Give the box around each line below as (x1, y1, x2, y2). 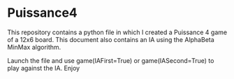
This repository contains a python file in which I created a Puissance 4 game (7, 28, 228, 36)
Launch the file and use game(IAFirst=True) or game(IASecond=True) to (7, 56, 214, 64)
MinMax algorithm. (7, 43, 61, 51)
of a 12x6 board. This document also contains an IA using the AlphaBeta (7, 35, 214, 43)
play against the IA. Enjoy (7, 64, 80, 72)
